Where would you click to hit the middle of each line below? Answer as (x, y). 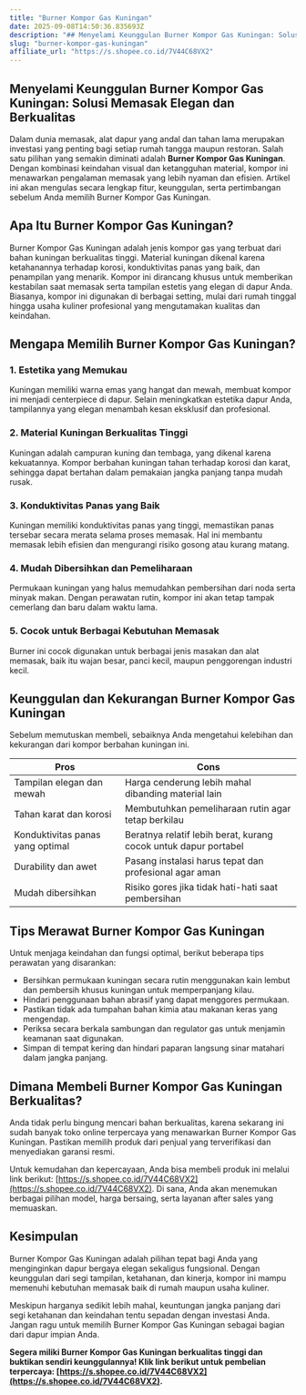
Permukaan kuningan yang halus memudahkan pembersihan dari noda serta (153, 588)
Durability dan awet (56, 867)
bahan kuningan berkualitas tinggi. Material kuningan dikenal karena (138, 257)
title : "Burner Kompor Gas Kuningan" (81, 18)
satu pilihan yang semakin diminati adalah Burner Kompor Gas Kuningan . (148, 158)
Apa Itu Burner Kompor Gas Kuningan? (122, 226)
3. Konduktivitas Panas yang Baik (85, 505)
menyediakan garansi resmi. (62, 1152)
